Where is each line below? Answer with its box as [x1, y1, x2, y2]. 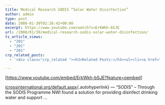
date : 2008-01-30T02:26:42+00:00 [5, 21, 74, 26]
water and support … [5, 95, 48, 101]
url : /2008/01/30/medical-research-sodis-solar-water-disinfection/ [5, 30, 148, 35]
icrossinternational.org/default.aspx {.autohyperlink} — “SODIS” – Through [5, 84, 155, 90]
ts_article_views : [5, 35, 43, 40]
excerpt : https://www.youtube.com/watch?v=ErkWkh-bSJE [5, 25, 120, 30]
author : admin [5, 12, 34, 17]
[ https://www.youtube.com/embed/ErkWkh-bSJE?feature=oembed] [5, 75, 142, 81]
